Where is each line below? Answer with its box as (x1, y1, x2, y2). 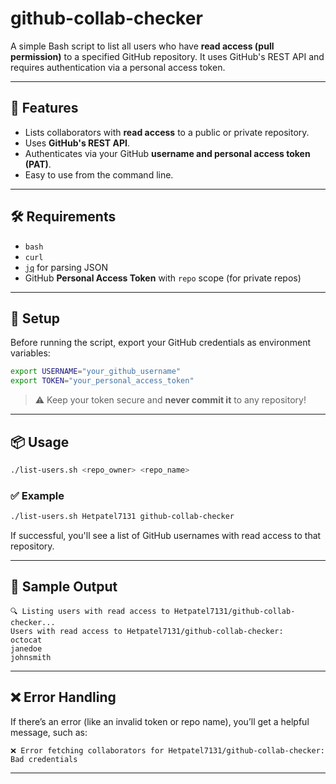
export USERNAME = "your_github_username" (10, 367, 182, 377)
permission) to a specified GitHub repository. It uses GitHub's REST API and (10, 50, 325, 62)
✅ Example (10, 488, 65, 502)
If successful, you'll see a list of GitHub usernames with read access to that (10, 529, 322, 541)
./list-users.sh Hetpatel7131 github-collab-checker (10, 512, 235, 522)
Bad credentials (10, 754, 78, 764)
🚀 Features (10, 100, 79, 117)
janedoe (10, 643, 43, 654)
